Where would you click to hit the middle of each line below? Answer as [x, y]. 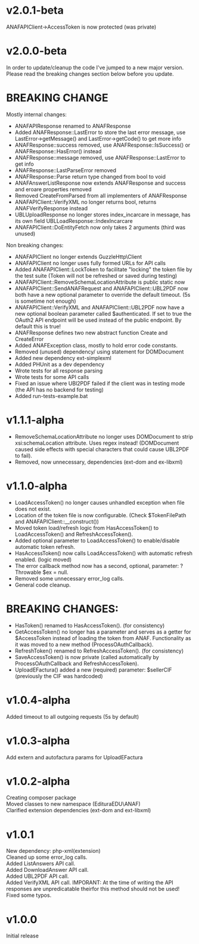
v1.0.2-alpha [38, 781]
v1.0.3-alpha [38, 740]
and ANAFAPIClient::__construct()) [57, 521]
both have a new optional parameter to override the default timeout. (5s [102, 294]
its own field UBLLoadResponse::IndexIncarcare [74, 221]
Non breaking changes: [35, 245]
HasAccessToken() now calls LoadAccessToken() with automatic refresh [103, 553]
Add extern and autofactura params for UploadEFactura [74, 757]
